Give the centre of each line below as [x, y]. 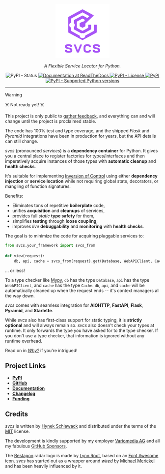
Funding [21, 399]
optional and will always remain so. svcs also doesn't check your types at [80, 325]
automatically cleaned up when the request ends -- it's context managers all [82, 290]
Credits [17, 414]
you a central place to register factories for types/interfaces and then [75, 156]
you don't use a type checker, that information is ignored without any [75, 335]
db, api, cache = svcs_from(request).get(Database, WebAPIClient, [83, 261]
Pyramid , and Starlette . [29, 310]
